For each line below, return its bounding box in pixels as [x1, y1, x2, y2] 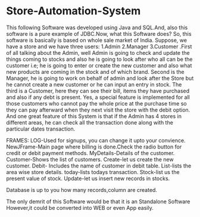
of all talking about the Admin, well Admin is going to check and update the [6, 49, 190, 56]
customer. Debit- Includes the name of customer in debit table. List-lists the [6, 162, 192, 169]
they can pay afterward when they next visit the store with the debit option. [6, 106, 190, 113]
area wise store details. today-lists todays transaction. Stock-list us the [6, 168, 180, 175]
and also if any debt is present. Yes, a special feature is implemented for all [6, 94, 190, 101]
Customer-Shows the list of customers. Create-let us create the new [6, 156, 174, 163]
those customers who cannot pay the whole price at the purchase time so [6, 100, 187, 107]
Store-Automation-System [6, 4, 141, 18]
